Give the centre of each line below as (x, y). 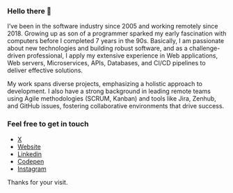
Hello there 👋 (30, 11)
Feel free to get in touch (48, 124)
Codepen (31, 161)
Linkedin (30, 154)
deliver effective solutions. (45, 70)
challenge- (204, 49)
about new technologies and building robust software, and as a (97, 49)
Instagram (32, 169)
